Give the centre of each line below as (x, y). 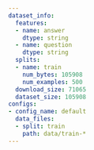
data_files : (35, 119)
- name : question (44, 45)
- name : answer (40, 30)
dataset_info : (32, 15)
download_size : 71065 (51, 89)
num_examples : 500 (53, 82)
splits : (28, 60)
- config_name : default (47, 112)
